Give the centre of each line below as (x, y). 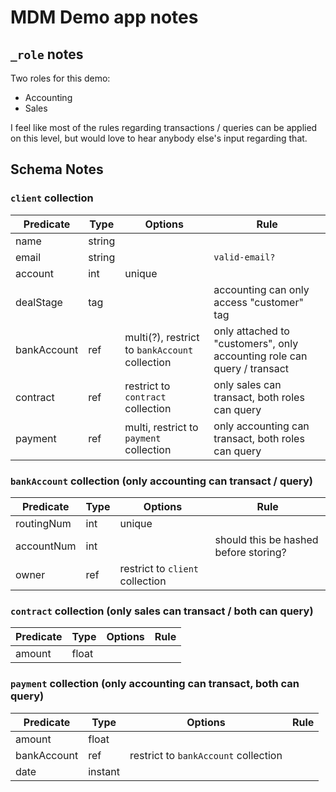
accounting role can (260, 356)
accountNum (46, 546)
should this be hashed (266, 539)
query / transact (251, 368)
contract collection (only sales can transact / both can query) (162, 611)
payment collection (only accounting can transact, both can (155, 684)
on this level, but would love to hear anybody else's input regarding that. (159, 138)
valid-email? (244, 257)
